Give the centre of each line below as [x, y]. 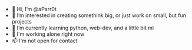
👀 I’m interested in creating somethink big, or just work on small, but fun [99, 15]
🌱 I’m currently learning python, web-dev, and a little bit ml [83, 28]
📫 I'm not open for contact [44, 41]
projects [22, 21]
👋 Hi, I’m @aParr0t [34, 9]
